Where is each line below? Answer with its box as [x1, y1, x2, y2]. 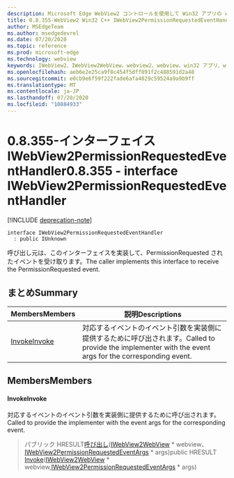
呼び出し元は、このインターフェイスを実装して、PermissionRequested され [7, 248, 224, 256]
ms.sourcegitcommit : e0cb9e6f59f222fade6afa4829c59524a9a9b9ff [7, 75, 195, 82]
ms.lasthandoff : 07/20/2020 [7, 95, 89, 102]
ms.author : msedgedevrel [7, 29, 79, 37]
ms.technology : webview [7, 56, 77, 63]
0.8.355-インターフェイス [7, 133, 156, 149]
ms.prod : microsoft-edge [7, 49, 79, 56]
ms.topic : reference [7, 43, 68, 49]
